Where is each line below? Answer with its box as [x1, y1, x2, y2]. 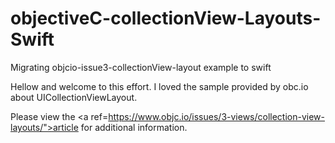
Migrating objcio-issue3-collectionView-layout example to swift [10, 61, 272, 73]
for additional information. [80, 121, 188, 133]
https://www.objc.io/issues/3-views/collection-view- [108, 110, 325, 122]
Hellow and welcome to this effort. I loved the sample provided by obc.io [10, 80, 309, 92]
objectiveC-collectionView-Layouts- [10, 7, 322, 30]
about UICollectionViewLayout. [10, 91, 138, 103]
